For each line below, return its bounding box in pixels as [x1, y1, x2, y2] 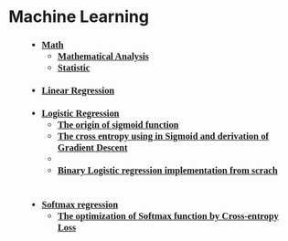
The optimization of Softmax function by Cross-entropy [57, 210, 280, 223]
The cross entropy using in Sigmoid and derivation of [57, 131, 270, 142]
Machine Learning [8, 6, 150, 27]
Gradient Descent [57, 141, 128, 154]
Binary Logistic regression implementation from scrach [57, 164, 278, 177]
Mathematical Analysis [57, 50, 150, 63]
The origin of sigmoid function [57, 119, 179, 131]
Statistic [57, 62, 91, 74]
